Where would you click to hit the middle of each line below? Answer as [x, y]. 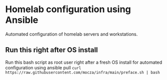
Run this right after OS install [52, 50]
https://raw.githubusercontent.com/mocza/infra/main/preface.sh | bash [82, 72]
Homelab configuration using [68, 9]
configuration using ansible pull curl [43, 67]
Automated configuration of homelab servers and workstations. [72, 34]
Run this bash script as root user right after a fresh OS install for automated [84, 62]
